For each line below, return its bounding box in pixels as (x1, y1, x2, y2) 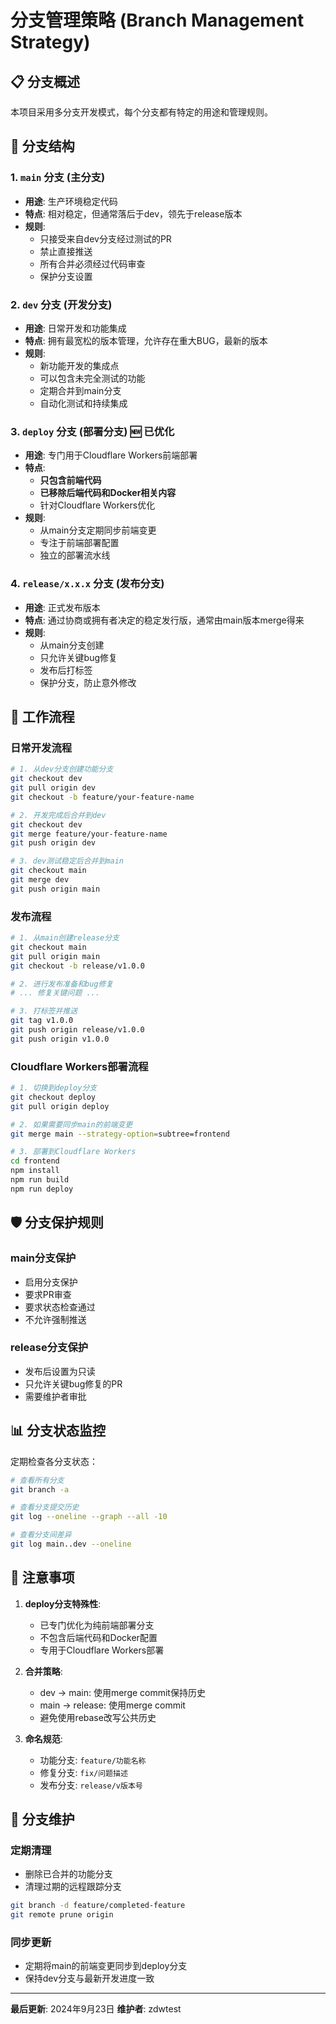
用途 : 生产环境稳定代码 (24, 195, 118, 207)
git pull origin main (10, 951, 101, 961)
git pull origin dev (10, 783, 97, 793)
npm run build (10, 1175, 70, 1185)
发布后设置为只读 (24, 1365, 96, 1377)
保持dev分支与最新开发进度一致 (24, 1972, 155, 1985)
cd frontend (10, 1156, 60, 1166)
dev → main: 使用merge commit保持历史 (39, 1686, 206, 1698)
